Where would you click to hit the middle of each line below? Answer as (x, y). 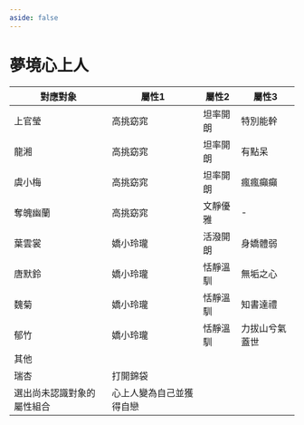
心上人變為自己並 (148, 392)
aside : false (34, 18)
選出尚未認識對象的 (55, 392)
